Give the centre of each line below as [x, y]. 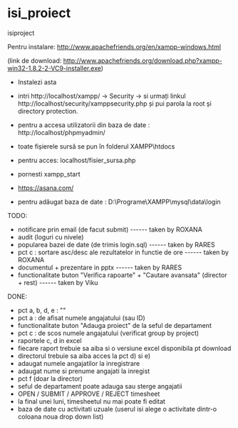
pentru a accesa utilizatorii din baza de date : [84, 125]
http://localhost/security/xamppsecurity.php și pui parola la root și [114, 103]
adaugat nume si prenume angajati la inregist [84, 371]
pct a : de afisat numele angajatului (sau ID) [82, 318]
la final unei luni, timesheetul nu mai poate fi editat [92, 401]
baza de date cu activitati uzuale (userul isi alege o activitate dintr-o [117, 409]
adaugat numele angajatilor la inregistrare [79, 363]
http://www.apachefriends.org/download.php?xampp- [143, 60]
